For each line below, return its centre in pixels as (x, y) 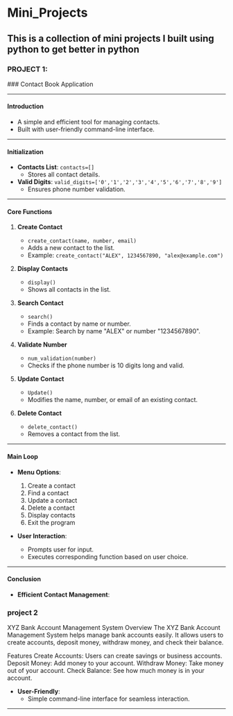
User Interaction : (42, 535)
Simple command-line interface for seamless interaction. (109, 699)
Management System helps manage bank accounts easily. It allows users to (115, 635)
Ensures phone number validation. (77, 190)
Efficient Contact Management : (63, 594)
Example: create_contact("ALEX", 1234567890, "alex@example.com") (126, 256)
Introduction (25, 106)
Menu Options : (39, 472)
